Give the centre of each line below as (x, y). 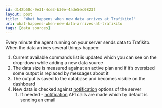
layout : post (19, 14)
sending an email (38, 100)
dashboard (24, 84)
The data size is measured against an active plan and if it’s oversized (84, 68)
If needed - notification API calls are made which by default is (84, 95)
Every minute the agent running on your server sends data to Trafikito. (78, 42)
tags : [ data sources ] (28, 28)
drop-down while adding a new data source (58, 63)
